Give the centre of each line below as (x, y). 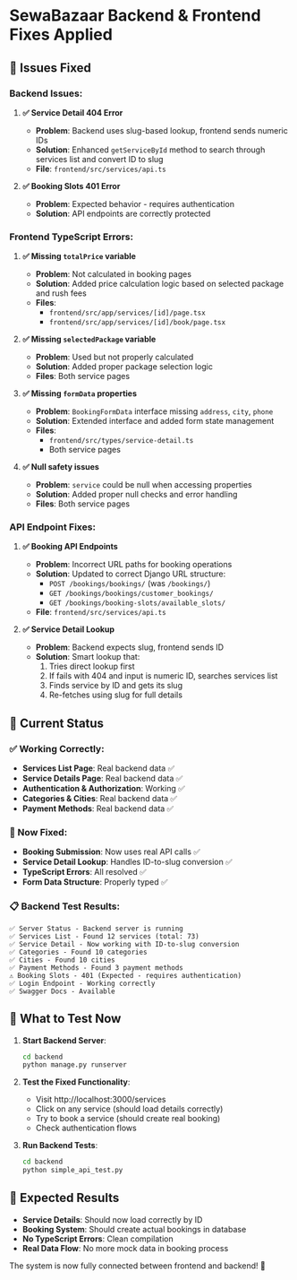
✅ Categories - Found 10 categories (78, 952)
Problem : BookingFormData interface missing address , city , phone (154, 411)
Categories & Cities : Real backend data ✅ (99, 799)
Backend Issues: (46, 93)
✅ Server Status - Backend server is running (96, 929)
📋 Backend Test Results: (65, 906)
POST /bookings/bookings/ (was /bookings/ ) (130, 584)
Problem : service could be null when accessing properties (144, 485)
